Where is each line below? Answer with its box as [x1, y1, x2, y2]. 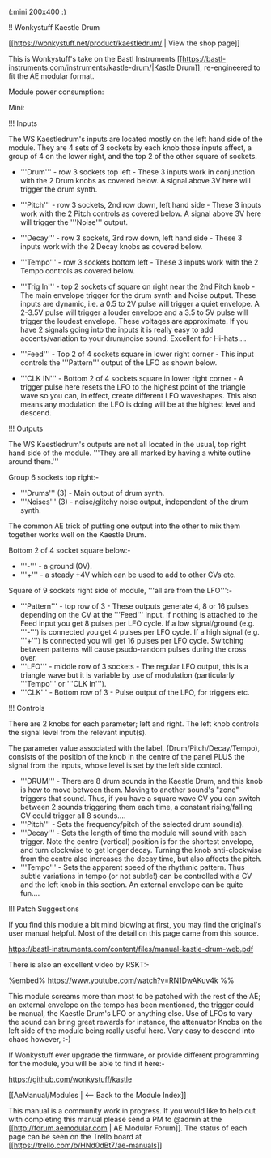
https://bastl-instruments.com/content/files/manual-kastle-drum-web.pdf [8, 945, 254, 954]
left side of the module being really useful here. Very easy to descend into [8, 1026, 255, 1035]
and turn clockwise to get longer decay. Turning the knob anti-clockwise [19, 846, 263, 855]
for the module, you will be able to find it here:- [8, 1059, 165, 1068]
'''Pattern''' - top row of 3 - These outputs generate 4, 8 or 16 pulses [19, 601, 249, 611]
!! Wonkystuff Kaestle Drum [8, 23, 100, 32]
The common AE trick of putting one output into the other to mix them [8, 521, 241, 531]
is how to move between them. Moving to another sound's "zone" [19, 785, 239, 794]
